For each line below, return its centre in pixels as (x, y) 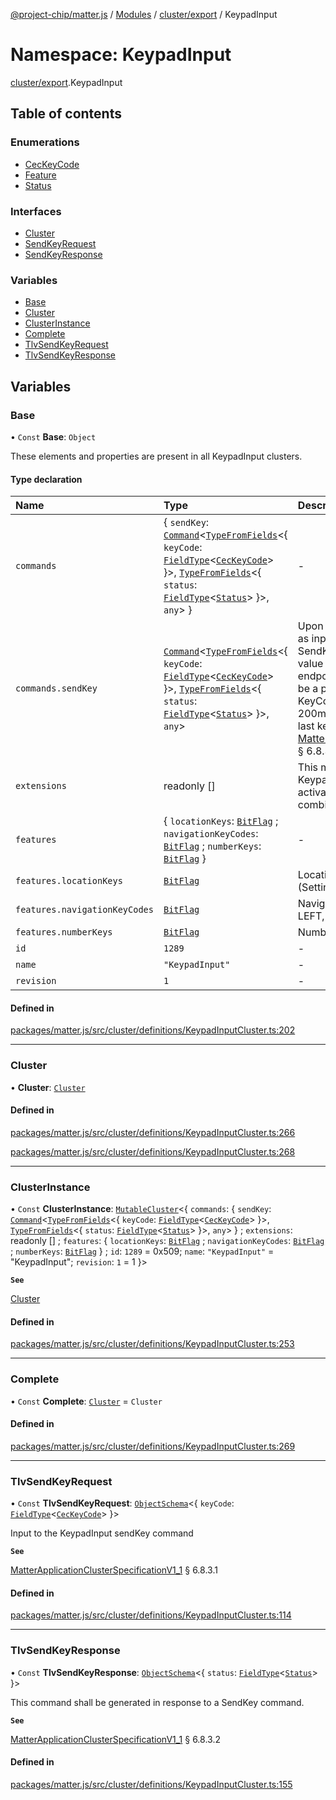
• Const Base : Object (53, 436)
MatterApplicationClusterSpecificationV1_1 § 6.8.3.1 (114, 1570)
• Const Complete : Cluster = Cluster (86, 1401)
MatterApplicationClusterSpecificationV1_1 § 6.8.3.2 (115, 1739)
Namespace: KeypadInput (121, 55)
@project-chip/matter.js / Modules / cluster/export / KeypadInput (144, 14)
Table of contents (66, 114)
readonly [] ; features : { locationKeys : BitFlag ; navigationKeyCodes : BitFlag (167, 1241)
